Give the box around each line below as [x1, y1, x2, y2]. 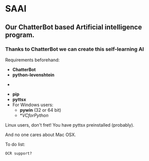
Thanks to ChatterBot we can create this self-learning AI [5, 45, 144, 52]
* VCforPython [19, 112, 49, 118]
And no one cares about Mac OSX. [5, 132, 76, 138]
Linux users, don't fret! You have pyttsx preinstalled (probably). [5, 122, 135, 128]
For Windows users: [12, 102, 54, 108]
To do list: [5, 141, 25, 147]
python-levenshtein [12, 72, 55, 78]
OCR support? [5, 151, 32, 156]
